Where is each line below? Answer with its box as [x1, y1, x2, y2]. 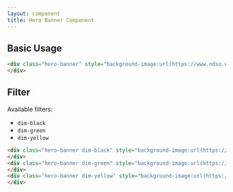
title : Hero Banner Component [7, 17, 95, 24]
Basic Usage [7, 42, 62, 54]
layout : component [7, 10, 60, 17]
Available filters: [7, 105, 53, 113]
